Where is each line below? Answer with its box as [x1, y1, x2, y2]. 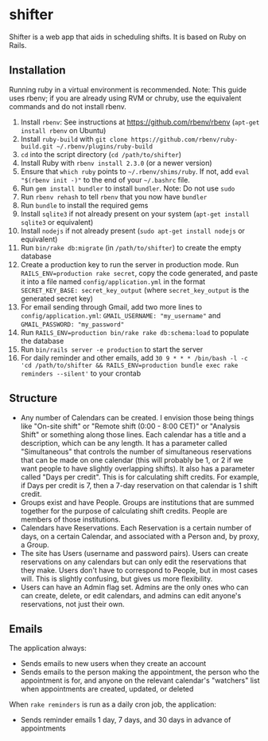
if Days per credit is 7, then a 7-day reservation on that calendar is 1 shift [20, 480, 258, 490]
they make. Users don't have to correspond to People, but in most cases [20, 565, 258, 575]
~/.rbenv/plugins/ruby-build [56, 142, 153, 151]
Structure [9, 392, 58, 405]
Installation [9, 64, 66, 77]
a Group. [20, 540, 50, 550]
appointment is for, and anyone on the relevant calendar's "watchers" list [20, 676, 260, 685]
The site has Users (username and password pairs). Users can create [20, 548, 249, 558]
